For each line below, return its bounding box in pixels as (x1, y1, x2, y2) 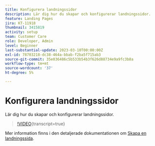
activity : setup (5, 30, 38, 34)
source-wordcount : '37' (5, 66, 53, 71)
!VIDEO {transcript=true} (17, 121, 66, 127)
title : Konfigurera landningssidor (5, 7, 77, 12)
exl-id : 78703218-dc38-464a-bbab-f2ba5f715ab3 (5, 52, 101, 57)
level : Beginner (5, 43, 38, 48)
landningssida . (5, 135, 34, 141)
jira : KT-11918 (5, 20, 36, 26)
